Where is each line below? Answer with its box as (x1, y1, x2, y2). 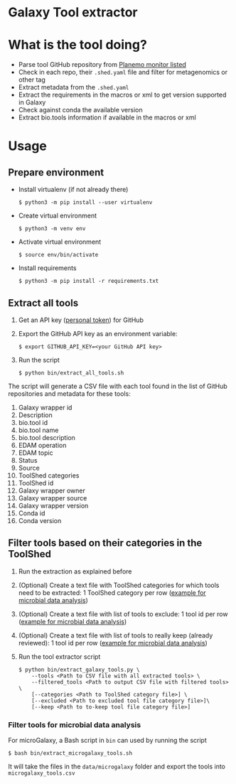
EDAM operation (18, 441, 67, 449)
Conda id (18, 509, 45, 517)
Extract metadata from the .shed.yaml (18, 83, 129, 92)
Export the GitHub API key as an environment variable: (18, 329, 178, 338)
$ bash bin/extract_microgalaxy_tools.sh (8, 750, 133, 757)
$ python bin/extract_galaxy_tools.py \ (18, 666, 140, 673)
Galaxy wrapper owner (18, 486, 86, 495)
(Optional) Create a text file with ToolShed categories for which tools (18, 581, 220, 589)
